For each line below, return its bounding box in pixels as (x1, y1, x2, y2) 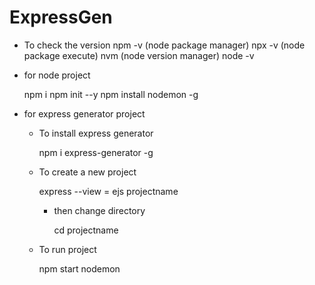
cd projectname (53, 224, 119, 236)
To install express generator (38, 127, 154, 139)
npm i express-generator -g (38, 146, 154, 158)
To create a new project (38, 166, 137, 178)
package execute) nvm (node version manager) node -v (23, 49, 255, 61)
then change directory (53, 204, 146, 216)
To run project (38, 243, 97, 255)
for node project (23, 69, 91, 81)
